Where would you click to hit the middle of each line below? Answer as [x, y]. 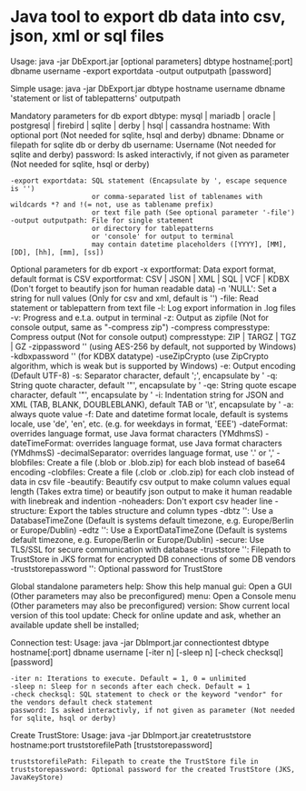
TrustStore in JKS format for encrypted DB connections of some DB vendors [153, 559]
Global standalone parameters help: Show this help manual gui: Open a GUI [151, 586]
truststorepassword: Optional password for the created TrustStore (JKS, [153, 769]
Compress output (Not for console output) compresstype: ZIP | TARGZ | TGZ [153, 336]
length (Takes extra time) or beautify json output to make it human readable [152, 491]
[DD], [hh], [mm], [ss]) [57, 252]
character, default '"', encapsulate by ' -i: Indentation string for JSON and [147, 395]
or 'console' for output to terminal [163, 236]
